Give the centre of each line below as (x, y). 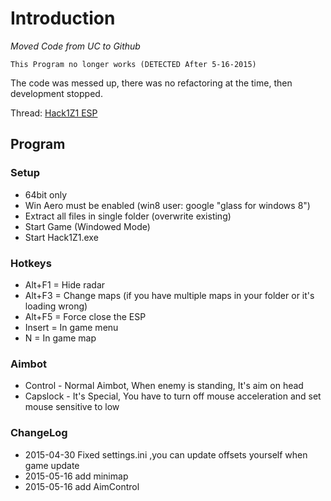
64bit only (45, 194)
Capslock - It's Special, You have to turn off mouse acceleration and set (173, 396)
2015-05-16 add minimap (76, 476)
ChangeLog (39, 433)
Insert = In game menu (71, 327)
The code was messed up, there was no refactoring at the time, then (151, 83)
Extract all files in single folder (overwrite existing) (128, 216)
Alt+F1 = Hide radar (65, 284)
